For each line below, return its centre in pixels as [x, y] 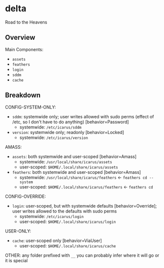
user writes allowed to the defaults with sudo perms [64, 211]
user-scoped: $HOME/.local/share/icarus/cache [68, 245]
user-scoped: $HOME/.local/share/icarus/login [68, 221]
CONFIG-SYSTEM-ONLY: [31, 107]
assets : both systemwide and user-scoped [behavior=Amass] [74, 156]
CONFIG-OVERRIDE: [26, 196]
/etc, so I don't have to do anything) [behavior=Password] [70, 122]
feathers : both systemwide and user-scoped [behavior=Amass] [76, 172]
